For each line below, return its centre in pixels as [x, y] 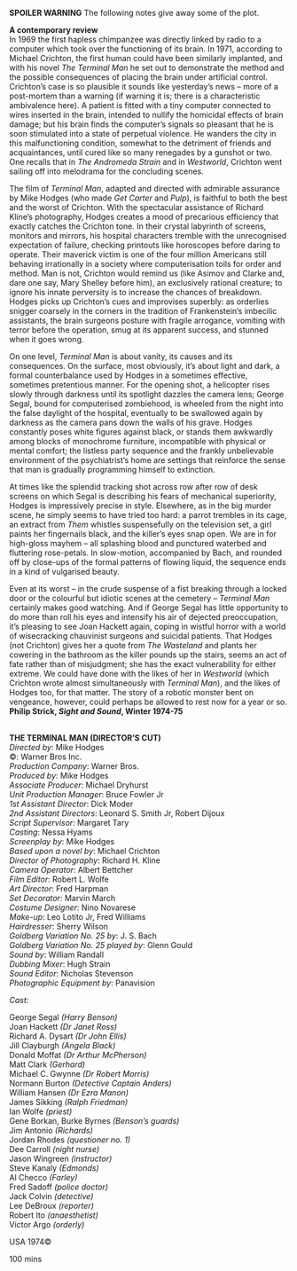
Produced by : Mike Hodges [59, 776]
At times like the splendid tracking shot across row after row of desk [134, 486]
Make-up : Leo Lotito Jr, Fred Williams [78, 917]
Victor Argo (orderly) [47, 1224]
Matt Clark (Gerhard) [47, 1064]
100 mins [26, 1259]
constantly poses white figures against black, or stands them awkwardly [141, 432]
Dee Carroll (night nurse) [55, 1149]
